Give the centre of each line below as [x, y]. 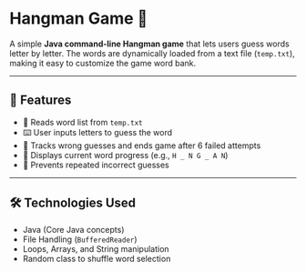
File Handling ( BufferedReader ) [80, 239]
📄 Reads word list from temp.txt [82, 122]
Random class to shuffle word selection [97, 258]
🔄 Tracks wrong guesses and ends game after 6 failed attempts [142, 146]
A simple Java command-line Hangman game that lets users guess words [149, 44]
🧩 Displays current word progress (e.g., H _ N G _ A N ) [125, 155]
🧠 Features [41, 100]
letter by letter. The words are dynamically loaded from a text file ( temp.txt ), [153, 53]
